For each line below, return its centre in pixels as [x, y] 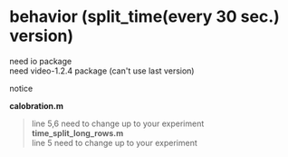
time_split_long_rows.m [77, 132]
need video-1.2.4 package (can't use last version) [102, 71]
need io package [41, 61]
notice [21, 88]
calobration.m [37, 105]
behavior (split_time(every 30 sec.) [145, 17]
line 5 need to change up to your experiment [114, 142]
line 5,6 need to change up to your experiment [118, 123]
